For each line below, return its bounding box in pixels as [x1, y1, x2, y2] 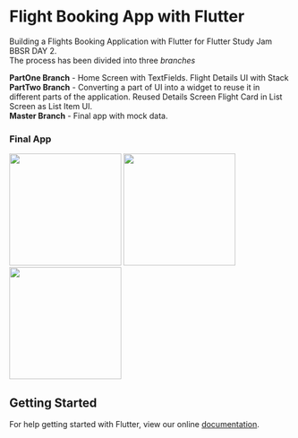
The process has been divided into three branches [9, 55, 196, 65]
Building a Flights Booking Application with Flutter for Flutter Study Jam [9, 36, 273, 47]
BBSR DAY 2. [9, 45, 57, 56]
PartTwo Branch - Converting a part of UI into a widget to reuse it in [9, 82, 260, 92]
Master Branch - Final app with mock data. [9, 110, 168, 121]
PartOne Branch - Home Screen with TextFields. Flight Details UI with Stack [9, 72, 289, 82]
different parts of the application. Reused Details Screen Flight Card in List [9, 91, 283, 102]
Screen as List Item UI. [9, 100, 92, 111]
